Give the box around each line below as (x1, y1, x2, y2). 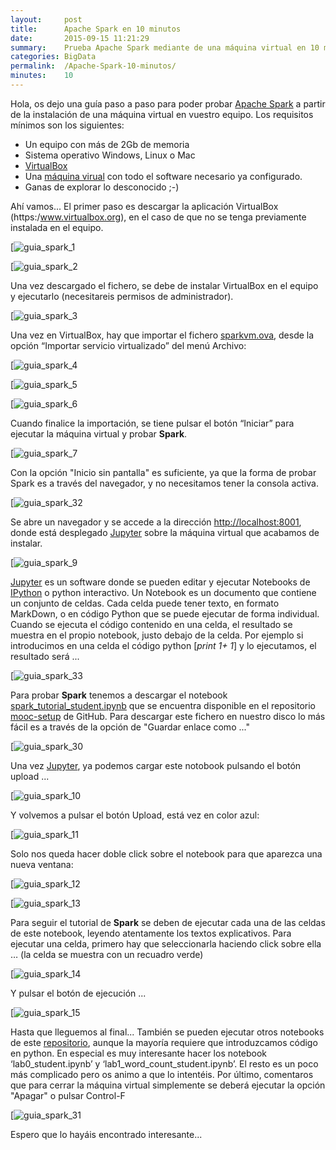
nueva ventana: (10, 858, 74, 870)
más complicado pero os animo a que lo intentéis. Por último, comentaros (10, 1068, 314, 1080)
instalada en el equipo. (10, 221, 104, 233)
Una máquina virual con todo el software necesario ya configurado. (24, 170, 303, 182)
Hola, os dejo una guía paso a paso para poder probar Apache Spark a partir (10, 97, 326, 110)
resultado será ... (10, 650, 80, 662)
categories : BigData (10, 52, 97, 62)
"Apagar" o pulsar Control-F (10, 1089, 126, 1101)
